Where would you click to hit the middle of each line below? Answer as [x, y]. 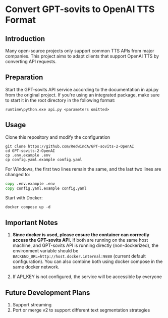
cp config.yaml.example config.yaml [44, 160]
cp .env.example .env [28, 155]
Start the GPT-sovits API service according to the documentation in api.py [82, 89]
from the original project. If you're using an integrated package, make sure [82, 95]
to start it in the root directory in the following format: [60, 100]
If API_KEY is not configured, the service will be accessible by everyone [87, 277]
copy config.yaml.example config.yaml [46, 188]
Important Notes [32, 222]
